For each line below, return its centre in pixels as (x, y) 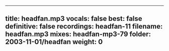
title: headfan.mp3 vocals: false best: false (74, 19)
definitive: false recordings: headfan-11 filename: (84, 26)
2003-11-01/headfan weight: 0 (54, 42)
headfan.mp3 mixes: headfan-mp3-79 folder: (78, 34)
